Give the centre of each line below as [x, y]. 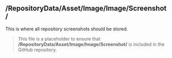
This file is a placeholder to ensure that [59, 38]
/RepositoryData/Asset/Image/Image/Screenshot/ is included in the [91, 44]
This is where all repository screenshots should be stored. [67, 29]
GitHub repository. [37, 50]
